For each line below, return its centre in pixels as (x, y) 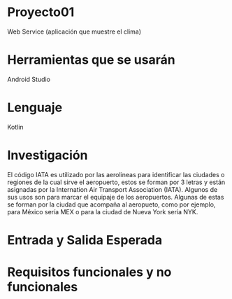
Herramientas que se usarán (92, 60)
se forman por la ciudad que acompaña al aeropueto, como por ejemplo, (111, 204)
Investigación (48, 155)
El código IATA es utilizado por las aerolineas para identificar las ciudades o (116, 174)
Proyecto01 (41, 12)
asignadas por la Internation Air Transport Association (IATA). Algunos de (113, 189)
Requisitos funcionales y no (89, 272)
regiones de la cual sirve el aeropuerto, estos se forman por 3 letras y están (116, 182)
